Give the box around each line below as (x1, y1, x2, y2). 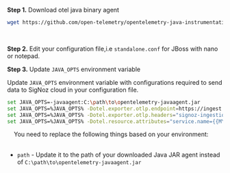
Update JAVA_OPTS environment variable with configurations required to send (7, 78, 222, 86)
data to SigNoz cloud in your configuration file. (7, 85, 139, 94)
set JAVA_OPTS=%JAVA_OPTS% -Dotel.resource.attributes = (7, 118, 170, 125)
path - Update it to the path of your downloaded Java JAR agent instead (16, 150, 220, 159)
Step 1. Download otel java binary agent (7, 6, 120, 14)
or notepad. (7, 51, 40, 60)
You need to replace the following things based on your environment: (13, 130, 209, 139)
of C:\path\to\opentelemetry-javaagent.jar (16, 158, 142, 166)
